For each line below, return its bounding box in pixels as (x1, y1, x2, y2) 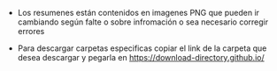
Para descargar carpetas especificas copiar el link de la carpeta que (17, 43, 267, 53)
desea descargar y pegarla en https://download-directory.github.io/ (17, 53, 265, 62)
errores (17, 26, 45, 36)
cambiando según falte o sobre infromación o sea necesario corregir (17, 17, 268, 27)
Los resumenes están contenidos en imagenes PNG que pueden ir (17, 8, 259, 18)
